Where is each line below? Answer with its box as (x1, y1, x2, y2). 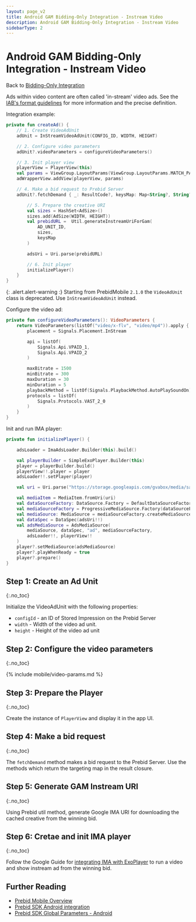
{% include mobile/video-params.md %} (6, 671, 103, 678)
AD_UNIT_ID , (37, 224, 66, 230)
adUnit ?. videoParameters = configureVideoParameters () (16, 149, 153, 155)
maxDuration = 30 (27, 377, 69, 383)
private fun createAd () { (6, 122, 69, 128)
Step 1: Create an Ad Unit (6, 576, 98, 586)
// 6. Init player (27, 262, 72, 267)
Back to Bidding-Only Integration (6, 82, 85, 89)
